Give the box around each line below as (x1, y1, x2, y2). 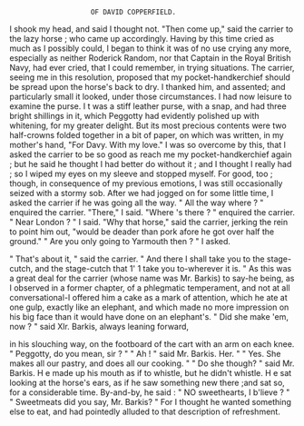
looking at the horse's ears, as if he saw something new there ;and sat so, (9, 377, 286, 388)
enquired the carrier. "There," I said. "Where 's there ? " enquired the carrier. (9, 207, 295, 217)
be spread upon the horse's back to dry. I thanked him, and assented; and (9, 82, 286, 92)
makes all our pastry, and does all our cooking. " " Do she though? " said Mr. (9, 358, 295, 369)
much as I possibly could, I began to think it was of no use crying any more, (9, 43, 292, 54)
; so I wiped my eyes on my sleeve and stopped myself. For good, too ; (9, 168, 274, 179)
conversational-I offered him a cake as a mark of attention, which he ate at (9, 292, 288, 302)
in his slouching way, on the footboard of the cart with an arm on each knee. (9, 339, 295, 349)
